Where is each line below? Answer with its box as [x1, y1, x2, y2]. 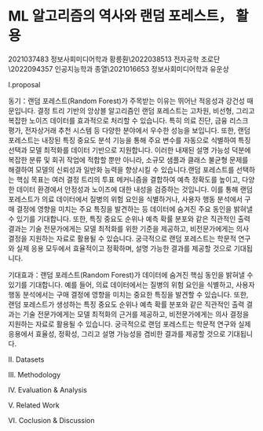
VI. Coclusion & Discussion [8, 415, 96, 425]
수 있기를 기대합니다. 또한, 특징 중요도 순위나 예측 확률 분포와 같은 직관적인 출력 [8, 214, 251, 223]
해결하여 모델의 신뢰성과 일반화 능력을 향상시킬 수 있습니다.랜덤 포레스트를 [8, 164, 235, 174]
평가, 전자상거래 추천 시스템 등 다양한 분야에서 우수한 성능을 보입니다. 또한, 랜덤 [8, 125, 251, 134]
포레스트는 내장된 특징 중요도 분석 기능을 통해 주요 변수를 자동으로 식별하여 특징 [8, 135, 251, 145]
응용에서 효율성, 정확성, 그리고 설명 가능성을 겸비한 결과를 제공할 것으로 [8, 329, 226, 338]
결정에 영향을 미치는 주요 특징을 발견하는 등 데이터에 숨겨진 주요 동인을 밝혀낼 [16, 204, 254, 213]
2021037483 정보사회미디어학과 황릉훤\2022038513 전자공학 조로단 [8, 54, 221, 64]
